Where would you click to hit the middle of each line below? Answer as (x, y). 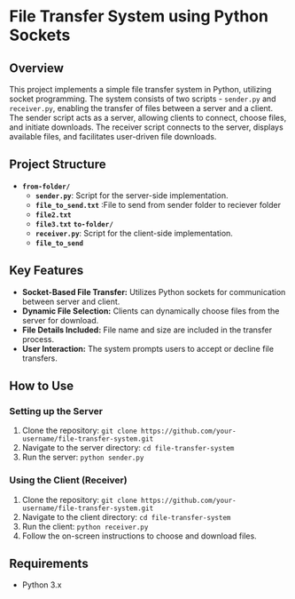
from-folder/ (46, 187)
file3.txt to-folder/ (74, 224)
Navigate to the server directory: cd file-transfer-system (128, 448)
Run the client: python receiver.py (85, 526)
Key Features (47, 271)
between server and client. (71, 301)
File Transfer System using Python (139, 16)
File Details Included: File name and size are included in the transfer (147, 330)
